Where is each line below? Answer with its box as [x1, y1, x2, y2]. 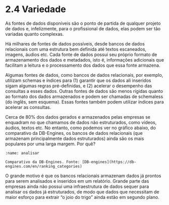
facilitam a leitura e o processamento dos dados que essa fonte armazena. [5, 62, 160, 68]
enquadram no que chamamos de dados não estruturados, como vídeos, [5, 119, 157, 125]
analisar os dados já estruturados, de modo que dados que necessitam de [5, 188, 159, 195]
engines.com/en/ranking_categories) [5, 164, 82, 169]
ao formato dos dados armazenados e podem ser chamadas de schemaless [5, 93, 163, 99]
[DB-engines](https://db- [82, 159, 137, 165]
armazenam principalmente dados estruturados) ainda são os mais [5, 135, 144, 141]
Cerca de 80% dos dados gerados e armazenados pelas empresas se [5, 114, 150, 120]
